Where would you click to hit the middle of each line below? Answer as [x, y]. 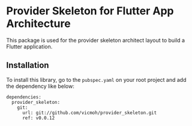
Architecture [38, 24]
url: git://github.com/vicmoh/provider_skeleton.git [89, 113]
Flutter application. [29, 47]
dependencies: [24, 97]
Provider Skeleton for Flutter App [90, 11]
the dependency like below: [40, 86]
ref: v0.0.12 [38, 118]
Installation [28, 65]
